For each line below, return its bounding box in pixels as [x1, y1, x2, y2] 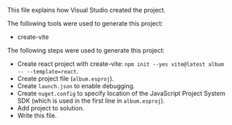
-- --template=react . [17, 67, 78, 75]
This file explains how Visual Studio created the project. [7, 6, 166, 14]
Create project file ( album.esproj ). [17, 74, 114, 83]
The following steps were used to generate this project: [7, 47, 165, 54]
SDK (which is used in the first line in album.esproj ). [17, 97, 165, 105]
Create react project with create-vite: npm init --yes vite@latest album [17, 60, 224, 68]
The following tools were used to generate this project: [7, 19, 163, 27]
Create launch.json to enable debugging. [17, 82, 135, 90]
